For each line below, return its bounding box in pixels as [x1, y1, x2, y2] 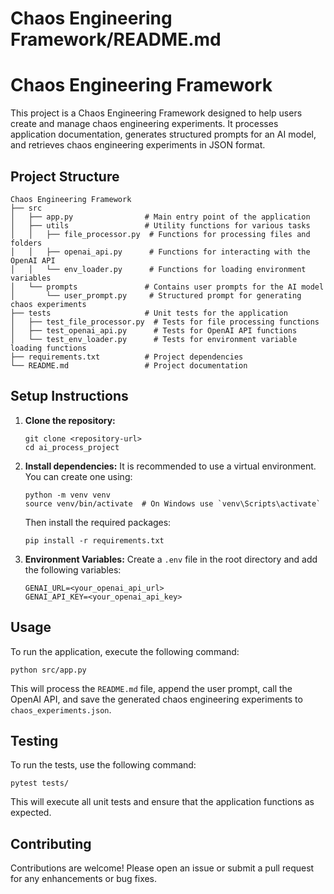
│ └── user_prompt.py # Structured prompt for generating [10, 290, 302, 301]
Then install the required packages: [24, 516, 172, 528]
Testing [10, 732, 59, 749]
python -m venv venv [24, 490, 111, 500]
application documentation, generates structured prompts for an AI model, [10, 128, 317, 141]
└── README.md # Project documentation [10, 360, 248, 371]
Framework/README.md [10, 28, 222, 51]
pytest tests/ [10, 778, 70, 789]
